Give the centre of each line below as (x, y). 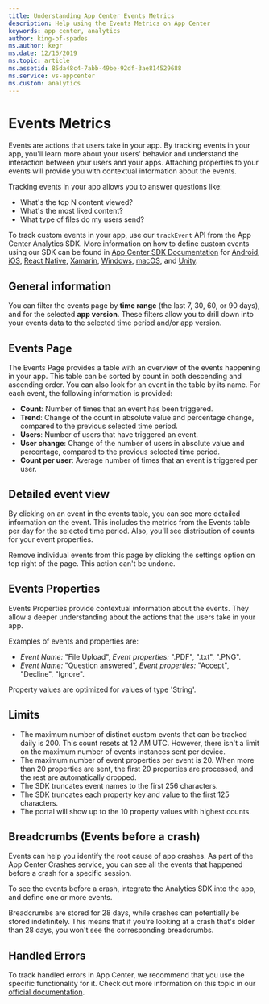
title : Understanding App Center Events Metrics (91, 16)
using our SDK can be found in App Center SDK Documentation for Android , (134, 252)
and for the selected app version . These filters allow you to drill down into (131, 315)
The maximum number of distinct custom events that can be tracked (133, 734)
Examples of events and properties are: (74, 641)
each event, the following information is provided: (91, 394)
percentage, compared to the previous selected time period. (120, 452)
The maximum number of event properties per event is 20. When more (137, 760)
